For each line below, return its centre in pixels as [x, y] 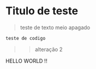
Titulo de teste [42, 11]
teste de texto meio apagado [55, 27]
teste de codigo [25, 38]
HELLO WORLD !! [27, 61]
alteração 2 [49, 49]
